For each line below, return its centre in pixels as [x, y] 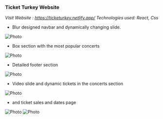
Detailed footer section [35, 65]
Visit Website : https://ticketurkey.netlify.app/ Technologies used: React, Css [82, 18]
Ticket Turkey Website [32, 7]
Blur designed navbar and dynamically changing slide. [66, 27]
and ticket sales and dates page [44, 102]
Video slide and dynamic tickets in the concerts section [67, 84]
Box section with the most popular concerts [56, 46]
